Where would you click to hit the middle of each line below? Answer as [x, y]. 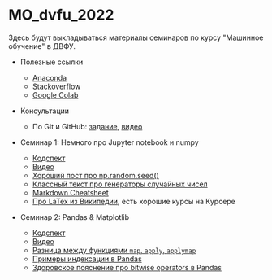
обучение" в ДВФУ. [42, 46]
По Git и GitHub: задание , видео [87, 126]
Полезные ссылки [52, 62]
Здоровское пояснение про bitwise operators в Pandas [127, 267]
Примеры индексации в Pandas [87, 259]
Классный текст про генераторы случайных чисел [120, 184]
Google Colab [55, 94]
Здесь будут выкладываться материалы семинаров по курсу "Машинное [136, 37]
